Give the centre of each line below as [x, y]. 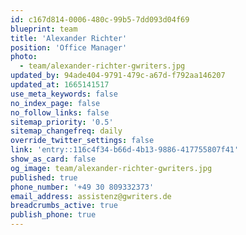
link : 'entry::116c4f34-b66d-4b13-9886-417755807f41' [125, 150]
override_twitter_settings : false [82, 141]
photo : [24, 57]
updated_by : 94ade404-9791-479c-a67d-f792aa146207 [118, 76]
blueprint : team [44, 29]
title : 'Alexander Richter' [69, 38]
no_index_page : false [55, 103]
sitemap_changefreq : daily [66, 131]
